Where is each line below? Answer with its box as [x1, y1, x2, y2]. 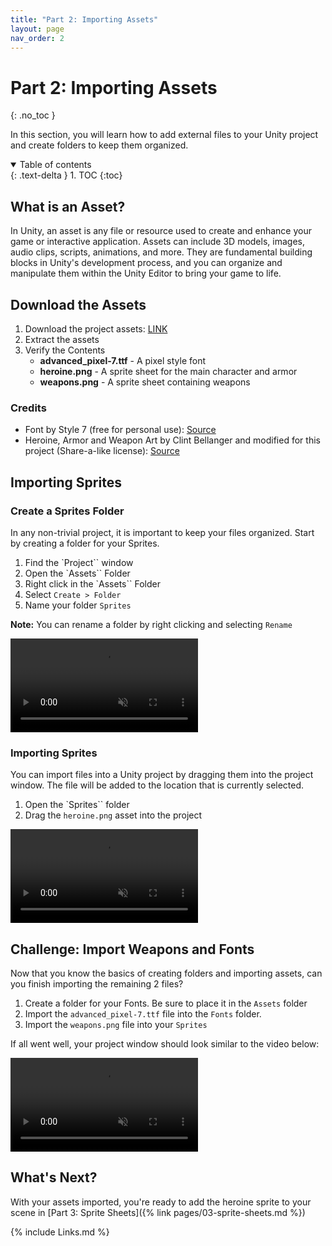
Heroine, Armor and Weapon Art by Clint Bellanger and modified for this [24, 434, 321, 446]
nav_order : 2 [10, 33, 65, 43]
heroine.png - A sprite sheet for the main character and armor [39, 365, 298, 377]
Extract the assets [24, 333, 100, 345]
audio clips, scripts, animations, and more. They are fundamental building [10, 246, 313, 258]
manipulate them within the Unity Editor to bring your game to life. [10, 267, 282, 280]
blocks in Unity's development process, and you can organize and [10, 257, 283, 269]
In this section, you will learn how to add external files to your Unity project [10, 129, 319, 141]
